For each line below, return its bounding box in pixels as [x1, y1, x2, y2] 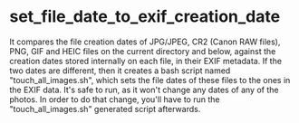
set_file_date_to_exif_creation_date [9, 6, 281, 27]
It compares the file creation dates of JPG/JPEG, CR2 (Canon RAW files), [9, 36, 281, 47]
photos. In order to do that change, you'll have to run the [9, 93, 220, 105]
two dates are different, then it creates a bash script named [9, 65, 231, 76]
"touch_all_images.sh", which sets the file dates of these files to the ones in [9, 74, 291, 85]
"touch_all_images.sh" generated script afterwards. [9, 103, 201, 114]
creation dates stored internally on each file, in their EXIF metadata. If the [9, 55, 283, 66]
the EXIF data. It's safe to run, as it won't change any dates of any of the [9, 84, 279, 95]
